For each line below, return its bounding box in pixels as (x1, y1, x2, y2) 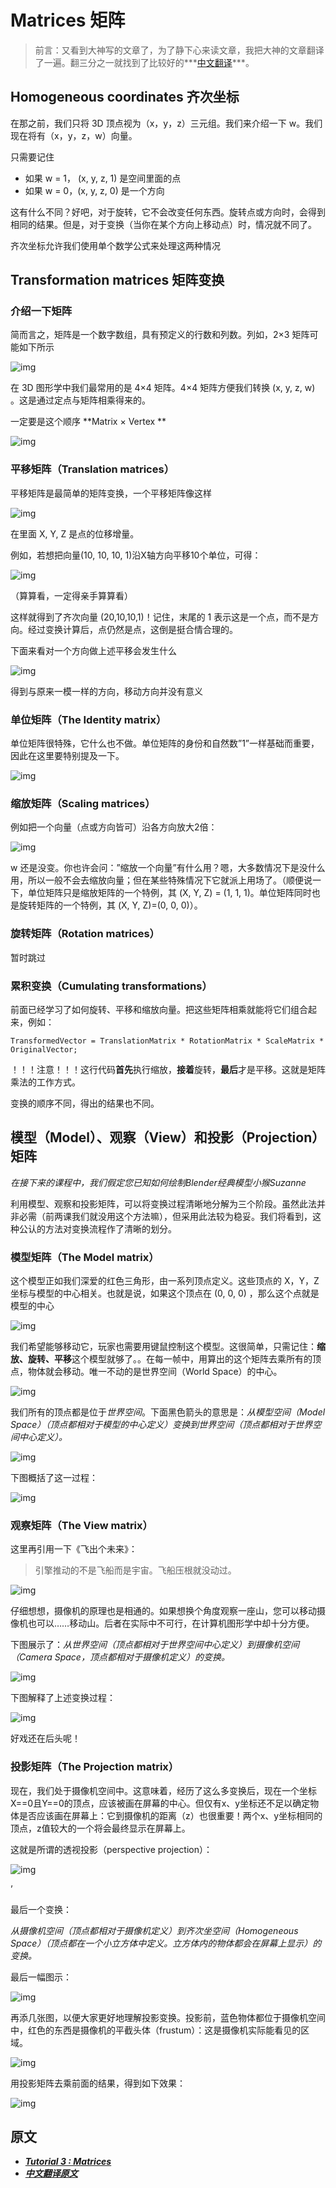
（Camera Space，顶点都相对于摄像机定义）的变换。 (10, 1651, 230, 1663)
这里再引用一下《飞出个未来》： (10, 1543, 138, 1555)
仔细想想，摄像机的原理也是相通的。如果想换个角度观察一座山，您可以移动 (10, 1605, 317, 1617)
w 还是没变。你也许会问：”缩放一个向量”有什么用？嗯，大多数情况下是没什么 (10, 862, 326, 874)
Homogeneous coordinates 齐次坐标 (10, 89, 240, 106)
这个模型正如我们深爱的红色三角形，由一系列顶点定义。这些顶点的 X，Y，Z (10, 1275, 320, 1287)
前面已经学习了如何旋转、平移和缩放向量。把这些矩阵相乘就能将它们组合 (10, 1003, 308, 1015)
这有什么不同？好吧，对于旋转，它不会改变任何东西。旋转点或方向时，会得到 (10, 206, 326, 218)
